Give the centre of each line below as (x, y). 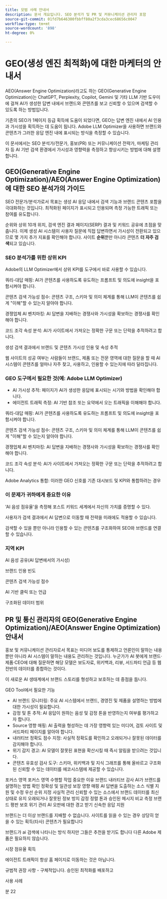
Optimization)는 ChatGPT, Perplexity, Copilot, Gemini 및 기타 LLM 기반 (76, 97)
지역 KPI (15, 548)
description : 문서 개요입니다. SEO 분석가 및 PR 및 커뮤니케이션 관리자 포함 (76, 14)
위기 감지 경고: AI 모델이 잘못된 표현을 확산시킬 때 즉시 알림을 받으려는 (80, 750)
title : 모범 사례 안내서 (27, 10)
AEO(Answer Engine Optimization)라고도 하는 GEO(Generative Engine (76, 91)
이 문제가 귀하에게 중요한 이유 (38, 495)
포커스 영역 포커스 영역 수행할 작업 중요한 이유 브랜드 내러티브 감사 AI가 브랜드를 (83, 780)
